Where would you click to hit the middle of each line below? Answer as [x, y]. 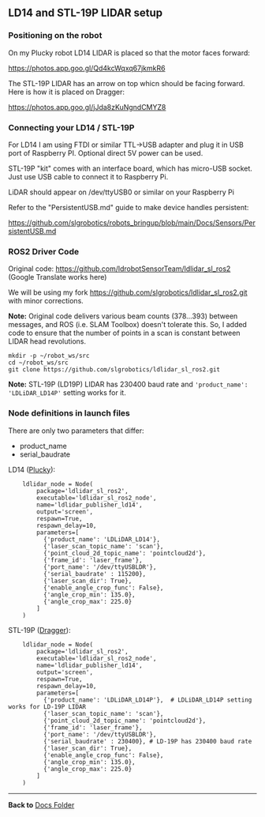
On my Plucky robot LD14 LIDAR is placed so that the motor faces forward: [129, 53]
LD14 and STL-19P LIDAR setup [86, 13]
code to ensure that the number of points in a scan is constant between [124, 333]
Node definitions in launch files [69, 413]
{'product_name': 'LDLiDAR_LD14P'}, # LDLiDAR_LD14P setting [147, 700]
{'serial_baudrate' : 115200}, [95, 574]
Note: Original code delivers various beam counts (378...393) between [123, 316]
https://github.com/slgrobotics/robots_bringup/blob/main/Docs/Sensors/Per [132, 222]
